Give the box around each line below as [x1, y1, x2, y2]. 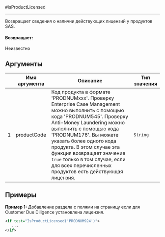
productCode [15, 132, 47, 139]
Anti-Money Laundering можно [51, 119, 125, 126]
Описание [78, 77, 103, 84]
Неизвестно [5, 46, 30, 51]
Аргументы [5, 60, 43, 68]
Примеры [5, 191, 37, 199]
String [133, 132, 149, 138]
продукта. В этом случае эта [51, 144, 120, 151]
